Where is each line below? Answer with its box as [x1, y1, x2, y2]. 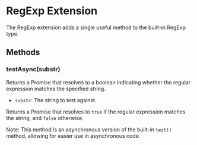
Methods [6, 48, 40, 58]
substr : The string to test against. [14, 96, 97, 103]
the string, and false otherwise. [6, 114, 84, 121]
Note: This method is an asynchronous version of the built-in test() [6, 126, 172, 133]
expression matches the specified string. [6, 85, 106, 92]
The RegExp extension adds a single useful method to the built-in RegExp [6, 24, 186, 31]
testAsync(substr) [6, 65, 61, 74]
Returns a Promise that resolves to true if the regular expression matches [6, 108, 186, 115]
